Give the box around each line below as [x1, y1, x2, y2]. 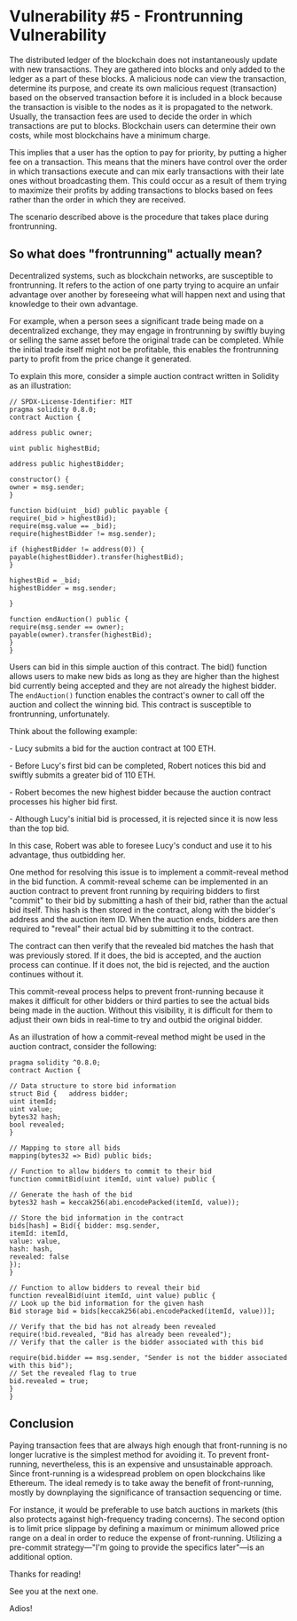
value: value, [9, 1237, 62, 1245]
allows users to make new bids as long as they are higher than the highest [9, 670, 279, 681]
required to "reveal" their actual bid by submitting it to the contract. [9, 923, 254, 934]
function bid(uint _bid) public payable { [9, 506, 168, 515]
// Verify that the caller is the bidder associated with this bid [9, 1338, 264, 1347]
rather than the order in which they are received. [9, 194, 186, 205]
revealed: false [9, 1252, 69, 1261]
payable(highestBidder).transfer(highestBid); [9, 552, 184, 561]
